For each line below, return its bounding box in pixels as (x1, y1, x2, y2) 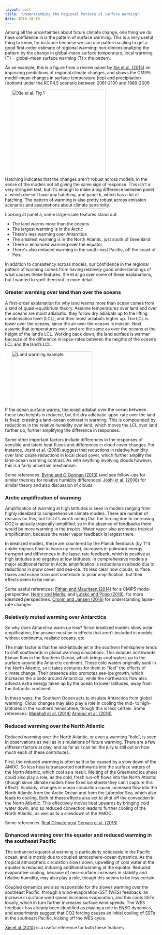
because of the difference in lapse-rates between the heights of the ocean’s (5, 336, 157, 342)
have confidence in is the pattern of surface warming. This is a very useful (5, 34, 153, 40)
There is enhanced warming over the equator (12, 241, 103, 248)
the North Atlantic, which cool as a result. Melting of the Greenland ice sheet (5, 769, 157, 775)
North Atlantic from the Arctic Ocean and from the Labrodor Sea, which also (5, 790, 156, 796)
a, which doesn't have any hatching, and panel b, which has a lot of (5, 192, 139, 198)
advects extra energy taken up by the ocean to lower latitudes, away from (5, 680, 152, 686)
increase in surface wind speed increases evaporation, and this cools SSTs (5, 894, 155, 900)
